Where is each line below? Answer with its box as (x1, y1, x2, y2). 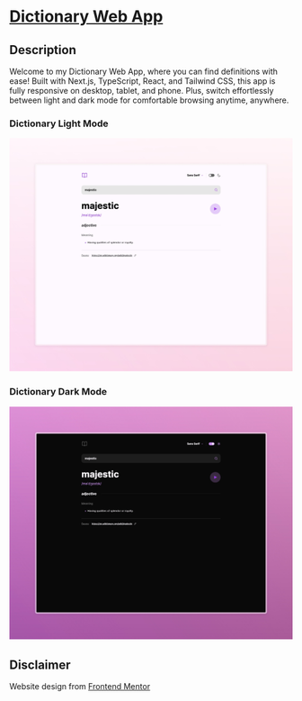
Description (9, 42, 76, 58)
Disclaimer (9, 657, 71, 672)
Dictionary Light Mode (9, 117, 110, 130)
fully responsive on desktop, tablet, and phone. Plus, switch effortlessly (9, 86, 274, 96)
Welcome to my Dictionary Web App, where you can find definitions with (9, 66, 279, 77)
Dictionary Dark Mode (9, 386, 108, 398)
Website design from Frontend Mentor (9, 681, 151, 692)
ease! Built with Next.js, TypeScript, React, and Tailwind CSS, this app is (9, 76, 276, 86)
